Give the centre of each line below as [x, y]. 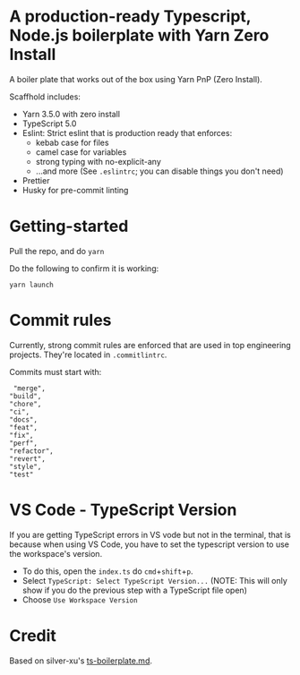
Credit [33, 635]
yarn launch [31, 285]
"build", [26, 396]
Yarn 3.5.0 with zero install [71, 114]
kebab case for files [72, 142]
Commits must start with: [56, 372]
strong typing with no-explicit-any [98, 161]
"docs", [24, 419]
